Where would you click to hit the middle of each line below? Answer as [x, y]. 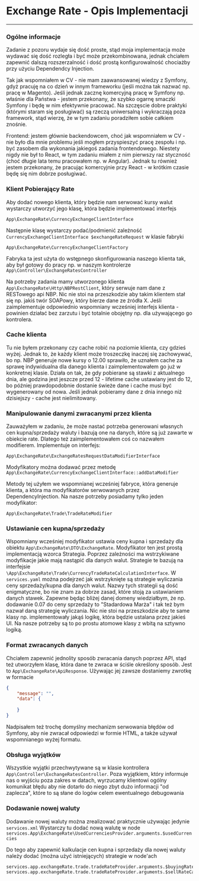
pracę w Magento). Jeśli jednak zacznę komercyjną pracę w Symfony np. [96, 93]
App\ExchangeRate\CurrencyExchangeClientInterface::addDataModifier [92, 473]
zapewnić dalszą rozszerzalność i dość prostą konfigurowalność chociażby [98, 62]
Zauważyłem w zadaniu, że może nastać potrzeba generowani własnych [95, 426]
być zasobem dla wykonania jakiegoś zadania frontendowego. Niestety [93, 148]
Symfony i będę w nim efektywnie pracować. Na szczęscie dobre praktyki [97, 106]
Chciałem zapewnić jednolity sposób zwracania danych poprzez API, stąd [96, 658]
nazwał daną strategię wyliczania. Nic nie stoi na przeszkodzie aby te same [98, 611]
